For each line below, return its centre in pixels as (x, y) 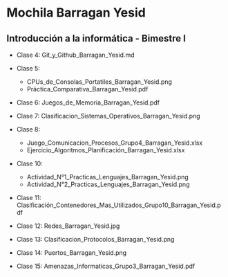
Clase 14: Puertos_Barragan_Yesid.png (72, 253)
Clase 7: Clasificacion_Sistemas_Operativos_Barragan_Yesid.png (108, 116)
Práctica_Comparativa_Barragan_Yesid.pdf (87, 89)
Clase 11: (29, 198)
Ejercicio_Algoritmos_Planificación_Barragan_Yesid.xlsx (106, 150)
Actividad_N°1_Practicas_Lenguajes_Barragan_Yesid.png (108, 177)
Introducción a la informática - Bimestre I (96, 38)
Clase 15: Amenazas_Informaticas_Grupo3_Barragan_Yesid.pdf (106, 266)
